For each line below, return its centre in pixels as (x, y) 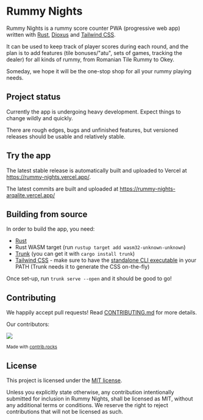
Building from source (47, 214)
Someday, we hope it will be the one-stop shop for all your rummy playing (99, 71)
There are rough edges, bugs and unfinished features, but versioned (92, 130)
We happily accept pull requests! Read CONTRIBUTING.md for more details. (101, 313)
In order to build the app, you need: (51, 229)
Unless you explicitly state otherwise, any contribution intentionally (90, 392)
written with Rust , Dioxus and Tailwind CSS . (61, 34)
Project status (34, 97)
